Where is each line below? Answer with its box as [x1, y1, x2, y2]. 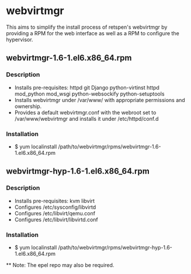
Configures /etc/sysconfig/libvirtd [14, 204, 96, 211]
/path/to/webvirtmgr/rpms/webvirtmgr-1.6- [58, 143, 161, 150]
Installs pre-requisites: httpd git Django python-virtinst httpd [14, 84, 159, 91]
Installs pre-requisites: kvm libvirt [14, 197, 95, 204]
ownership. [14, 103, 42, 110]
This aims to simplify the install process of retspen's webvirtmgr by [6, 23, 168, 31]
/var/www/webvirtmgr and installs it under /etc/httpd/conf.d [14, 115, 159, 122]
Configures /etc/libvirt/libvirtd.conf [14, 216, 98, 223]
